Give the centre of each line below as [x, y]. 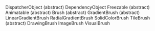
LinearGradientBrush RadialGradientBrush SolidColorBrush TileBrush [78, 18]
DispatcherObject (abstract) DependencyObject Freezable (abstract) [77, 7]
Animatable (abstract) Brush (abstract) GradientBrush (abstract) [73, 12]
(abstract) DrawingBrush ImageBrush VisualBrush [58, 23]
